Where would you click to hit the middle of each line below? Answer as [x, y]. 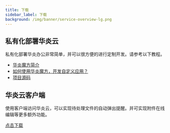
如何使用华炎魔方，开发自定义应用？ [50, 71]
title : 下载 [17, 10]
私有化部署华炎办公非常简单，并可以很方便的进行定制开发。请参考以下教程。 [85, 54]
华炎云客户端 [25, 95]
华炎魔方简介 [26, 65]
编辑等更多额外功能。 [27, 115]
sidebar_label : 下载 [26, 15]
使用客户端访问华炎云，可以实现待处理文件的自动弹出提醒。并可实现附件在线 [85, 108]
